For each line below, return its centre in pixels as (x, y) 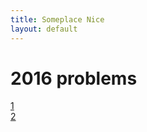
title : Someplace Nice (57, 19)
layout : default (44, 29)
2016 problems (74, 78)
